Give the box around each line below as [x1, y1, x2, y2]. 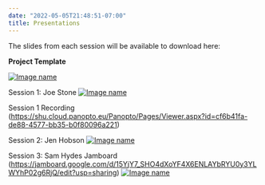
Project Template [8, 57, 66, 66]
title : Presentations [8, 19, 81, 27]
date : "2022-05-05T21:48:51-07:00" [8, 11, 127, 20]
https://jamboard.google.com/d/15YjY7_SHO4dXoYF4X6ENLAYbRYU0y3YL [10, 159, 257, 168]
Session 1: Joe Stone [8, 87, 77, 96]
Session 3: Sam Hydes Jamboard [8, 151, 118, 160]
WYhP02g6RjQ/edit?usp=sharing [8, 167, 117, 177]
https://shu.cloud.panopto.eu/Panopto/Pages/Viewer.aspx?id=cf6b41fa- [10, 111, 248, 120]
